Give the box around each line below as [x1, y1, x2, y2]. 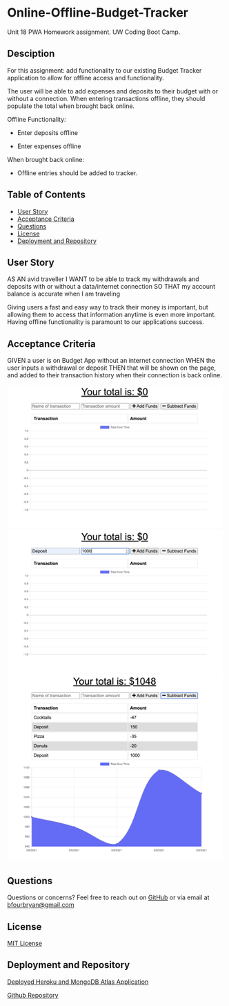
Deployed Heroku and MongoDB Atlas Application [7, 978, 149, 986]
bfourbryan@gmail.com [7, 901, 74, 909]
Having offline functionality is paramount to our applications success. [7, 318, 205, 326]
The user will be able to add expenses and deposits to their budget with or [7, 87, 219, 95]
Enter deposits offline [17, 128, 78, 136]
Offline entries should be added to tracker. [17, 168, 138, 177]
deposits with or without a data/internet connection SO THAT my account [7, 282, 216, 291]
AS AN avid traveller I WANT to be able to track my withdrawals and [7, 275, 199, 283]
